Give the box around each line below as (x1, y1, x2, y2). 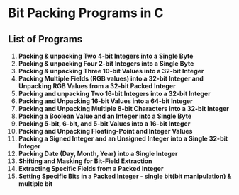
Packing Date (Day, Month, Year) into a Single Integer (18, 150, 178, 158)
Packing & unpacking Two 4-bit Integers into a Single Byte (18, 52, 194, 60)
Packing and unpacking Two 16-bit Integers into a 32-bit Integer (18, 90, 211, 97)
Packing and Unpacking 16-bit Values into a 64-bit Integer (18, 97, 194, 105)
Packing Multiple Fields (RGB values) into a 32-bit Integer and (18, 74, 204, 83)
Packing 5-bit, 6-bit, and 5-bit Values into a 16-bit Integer (18, 119, 191, 128)
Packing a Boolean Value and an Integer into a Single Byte (18, 112, 192, 120)
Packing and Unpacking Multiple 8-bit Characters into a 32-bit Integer (18, 105, 230, 112)
